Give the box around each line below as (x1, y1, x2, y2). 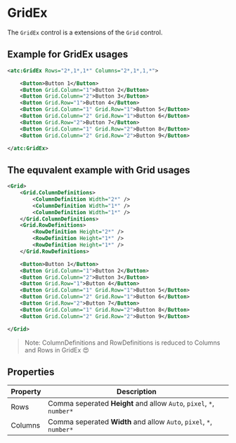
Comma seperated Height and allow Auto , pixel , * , (48, 399, 214, 409)
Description (117, 387, 157, 397)
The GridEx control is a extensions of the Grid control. (7, 28, 163, 37)
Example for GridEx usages (7, 48, 129, 60)
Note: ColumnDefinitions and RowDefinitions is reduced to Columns (24, 338, 221, 347)
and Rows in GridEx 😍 (24, 345, 90, 354)
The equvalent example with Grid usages (7, 164, 191, 176)
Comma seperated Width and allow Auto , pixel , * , (48, 417, 213, 427)
